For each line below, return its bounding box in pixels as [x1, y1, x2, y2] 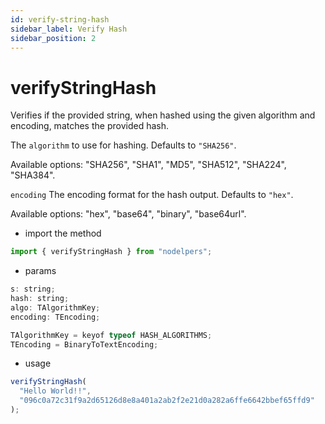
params [24, 265, 57, 277]
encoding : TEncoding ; [10, 312, 101, 322]
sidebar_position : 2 [10, 33, 97, 43]
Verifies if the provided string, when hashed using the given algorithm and [10, 109, 316, 121]
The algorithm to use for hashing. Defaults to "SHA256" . [10, 139, 237, 151]
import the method [24, 227, 102, 240]
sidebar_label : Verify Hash [10, 24, 128, 34]
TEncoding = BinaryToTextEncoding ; [10, 339, 159, 350]
